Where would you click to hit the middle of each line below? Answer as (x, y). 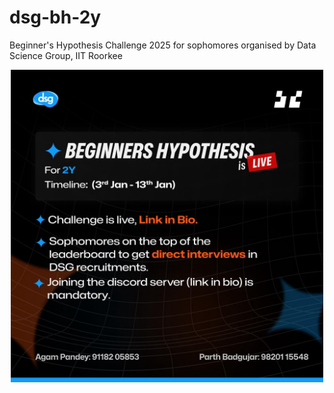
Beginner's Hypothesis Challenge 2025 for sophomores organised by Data (163, 45)
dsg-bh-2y (55, 17)
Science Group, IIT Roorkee (66, 55)
